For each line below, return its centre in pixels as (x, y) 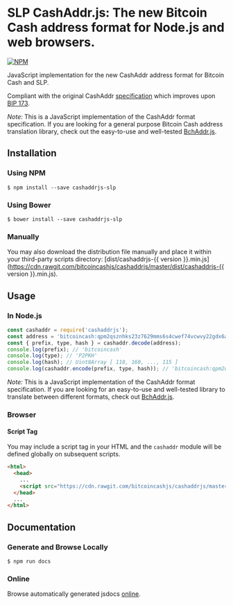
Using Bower (29, 205)
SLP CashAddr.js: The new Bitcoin (107, 13)
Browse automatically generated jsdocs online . (74, 594)
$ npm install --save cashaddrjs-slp (62, 188)
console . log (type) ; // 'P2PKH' (52, 356)
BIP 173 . (18, 103)
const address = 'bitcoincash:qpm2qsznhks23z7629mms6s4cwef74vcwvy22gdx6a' (119, 336)
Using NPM (27, 173)
